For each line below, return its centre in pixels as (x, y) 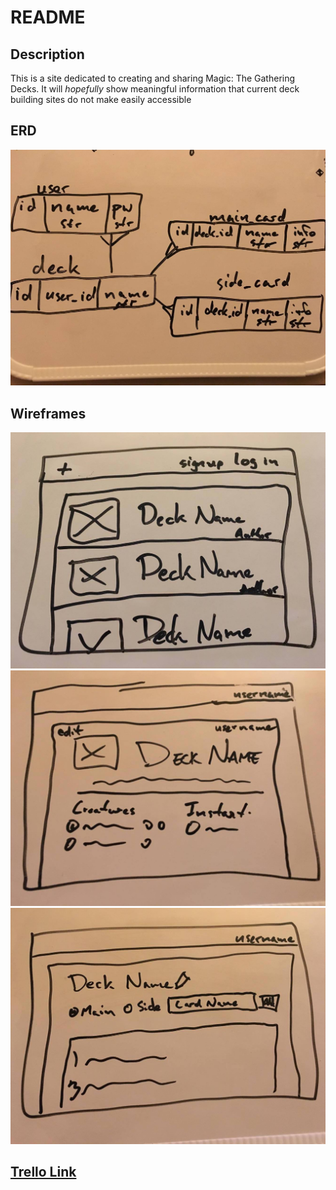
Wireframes (48, 413)
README (48, 17)
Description (47, 54)
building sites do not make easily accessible (101, 99)
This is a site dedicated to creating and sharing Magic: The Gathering (153, 78)
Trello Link (43, 1172)
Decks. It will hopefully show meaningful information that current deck (155, 89)
